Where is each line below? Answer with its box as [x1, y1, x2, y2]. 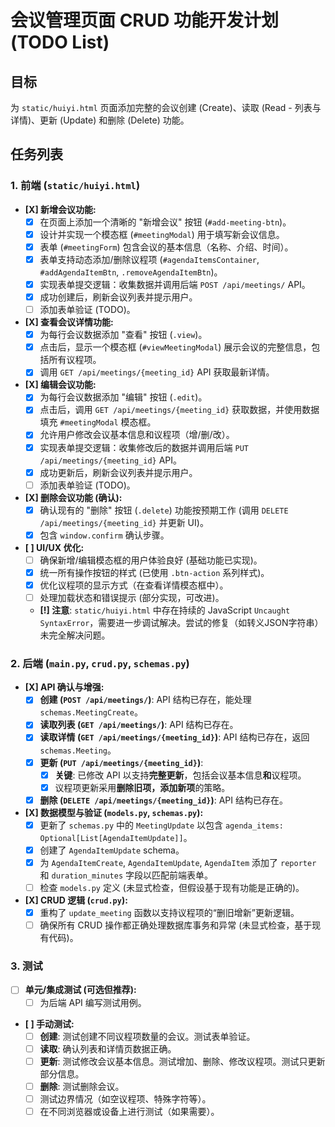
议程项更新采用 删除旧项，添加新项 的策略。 [54, 781, 231, 793]
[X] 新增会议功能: [24, 203, 97, 215]
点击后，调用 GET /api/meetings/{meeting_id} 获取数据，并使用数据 [39, 404, 320, 416]
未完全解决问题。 [39, 629, 111, 641]
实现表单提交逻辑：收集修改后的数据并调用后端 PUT [39, 441, 249, 453]
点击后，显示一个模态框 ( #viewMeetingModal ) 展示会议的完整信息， [39, 341, 312, 353]
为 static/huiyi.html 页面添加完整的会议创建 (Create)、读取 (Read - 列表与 [10, 102, 322, 113]
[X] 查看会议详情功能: [24, 316, 114, 328]
